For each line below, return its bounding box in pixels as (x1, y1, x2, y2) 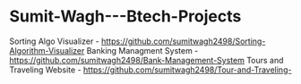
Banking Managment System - (86, 45, 199, 55)
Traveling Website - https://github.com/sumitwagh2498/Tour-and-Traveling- (9, 64, 292, 75)
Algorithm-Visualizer (9, 45, 85, 55)
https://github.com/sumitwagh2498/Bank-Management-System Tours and (9, 55, 284, 65)
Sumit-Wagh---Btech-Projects (9, 6, 242, 27)
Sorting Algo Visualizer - (9, 36, 100, 46)
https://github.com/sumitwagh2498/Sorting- (101, 36, 266, 46)
